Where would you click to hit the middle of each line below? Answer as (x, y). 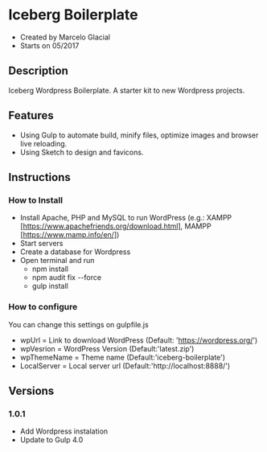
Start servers (41, 244)
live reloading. (43, 143)
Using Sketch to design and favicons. (82, 152)
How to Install (35, 200)
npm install (50, 269)
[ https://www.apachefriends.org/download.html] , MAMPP (115, 226)
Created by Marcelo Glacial (65, 37)
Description (38, 71)
